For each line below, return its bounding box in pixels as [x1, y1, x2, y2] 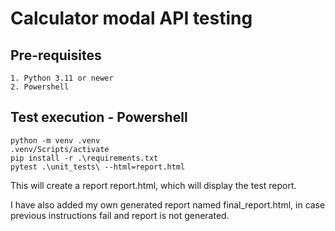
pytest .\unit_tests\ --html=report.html [10, 162, 186, 172]
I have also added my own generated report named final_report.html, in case [10, 198, 326, 211]
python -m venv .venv [10, 135, 101, 146]
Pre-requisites [10, 47, 102, 64]
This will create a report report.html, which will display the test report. [10, 179, 297, 191]
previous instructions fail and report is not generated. [10, 209, 230, 221]
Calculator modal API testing [10, 7, 253, 30]
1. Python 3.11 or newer [10, 73, 114, 83]
